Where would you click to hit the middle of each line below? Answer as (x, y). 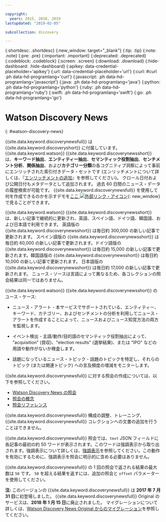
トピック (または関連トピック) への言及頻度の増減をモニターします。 (82, 365)
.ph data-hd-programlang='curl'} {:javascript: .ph (55, 77)
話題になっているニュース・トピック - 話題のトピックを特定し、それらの (86, 359)
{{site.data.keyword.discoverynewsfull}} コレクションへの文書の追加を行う (81, 422)
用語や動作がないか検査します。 (45, 348)
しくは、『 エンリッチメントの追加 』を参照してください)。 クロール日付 (77, 178)
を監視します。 (27, 326)
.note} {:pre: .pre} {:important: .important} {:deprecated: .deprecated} (76, 56)
